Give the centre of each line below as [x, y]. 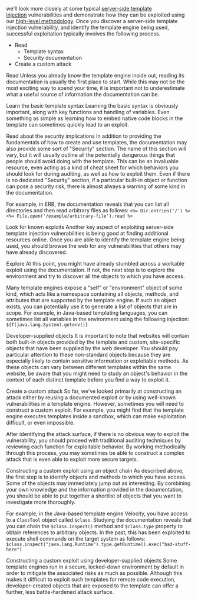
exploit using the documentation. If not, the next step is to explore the [90, 270]
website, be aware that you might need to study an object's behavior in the [97, 373]
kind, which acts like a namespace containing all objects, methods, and [92, 294]
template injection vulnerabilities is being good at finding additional [88, 233]
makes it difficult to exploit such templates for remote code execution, [91, 579]
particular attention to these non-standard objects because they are [88, 355]
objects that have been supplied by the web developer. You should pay [92, 348]
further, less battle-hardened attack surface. [60, 592]
